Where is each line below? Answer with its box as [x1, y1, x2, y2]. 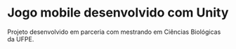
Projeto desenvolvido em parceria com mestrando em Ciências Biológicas [7, 28, 221, 36]
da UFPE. [7, 35, 34, 43]
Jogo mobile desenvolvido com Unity [7, 5, 229, 21]
